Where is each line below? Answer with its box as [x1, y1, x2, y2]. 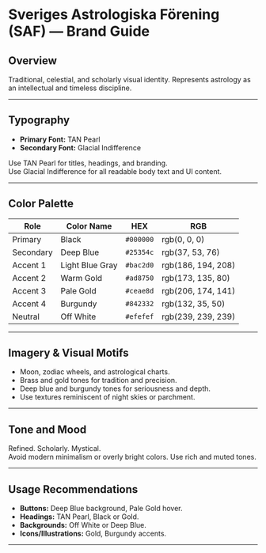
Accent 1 [12, 259, 47, 271]
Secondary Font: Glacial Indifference [19, 142, 141, 152]
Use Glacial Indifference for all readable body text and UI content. [8, 166, 222, 176]
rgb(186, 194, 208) [161, 259, 236, 271]
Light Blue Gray [60, 259, 118, 271]
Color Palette [8, 197, 74, 210]
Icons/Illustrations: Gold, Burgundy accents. [19, 528, 167, 539]
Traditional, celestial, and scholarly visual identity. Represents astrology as [8, 75, 251, 84]
